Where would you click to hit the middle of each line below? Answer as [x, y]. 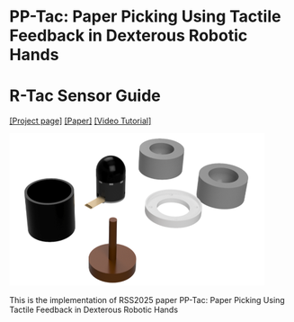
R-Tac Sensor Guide [85, 96]
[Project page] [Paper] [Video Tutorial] [80, 121]
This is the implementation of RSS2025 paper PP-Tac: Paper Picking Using [147, 300]
